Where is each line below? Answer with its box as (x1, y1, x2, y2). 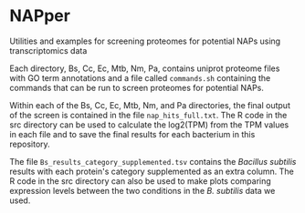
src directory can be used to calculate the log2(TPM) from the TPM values (9, 119, 289, 130)
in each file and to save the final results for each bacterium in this (9, 128, 256, 139)
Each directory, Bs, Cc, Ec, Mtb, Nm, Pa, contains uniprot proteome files (9, 63, 280, 74)
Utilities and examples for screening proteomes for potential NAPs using (9, 35, 281, 46)
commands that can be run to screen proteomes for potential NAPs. (9, 82, 265, 93)
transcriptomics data (9, 45, 88, 56)
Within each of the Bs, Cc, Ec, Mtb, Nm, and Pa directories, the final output (9, 99, 290, 110)
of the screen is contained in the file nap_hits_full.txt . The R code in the (9, 109, 288, 120)
